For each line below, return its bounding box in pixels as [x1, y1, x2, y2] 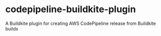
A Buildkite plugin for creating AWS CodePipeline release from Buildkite [5, 20, 156, 26]
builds [5, 25, 18, 31]
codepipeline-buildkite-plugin [5, 4, 136, 15]
